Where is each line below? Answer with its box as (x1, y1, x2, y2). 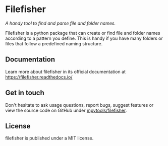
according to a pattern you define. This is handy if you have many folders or (5, 35, 163, 41)
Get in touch (5, 89, 44, 97)
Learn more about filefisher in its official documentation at (5, 68, 126, 75)
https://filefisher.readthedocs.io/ (5, 74, 73, 80)
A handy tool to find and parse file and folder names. (5, 20, 116, 26)
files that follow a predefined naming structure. (5, 40, 103, 46)
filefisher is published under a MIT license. (5, 135, 94, 141)
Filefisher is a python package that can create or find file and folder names (5, 30, 160, 36)
